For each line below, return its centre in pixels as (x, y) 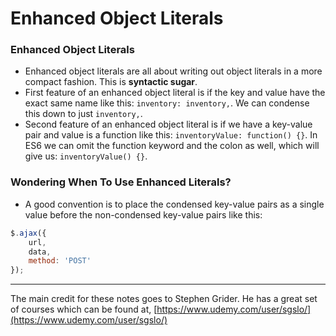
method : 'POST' (60, 261)
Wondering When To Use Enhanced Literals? (121, 182)
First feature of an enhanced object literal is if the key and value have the (175, 93)
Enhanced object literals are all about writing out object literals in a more (173, 71)
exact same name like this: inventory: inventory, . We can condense (167, 103)
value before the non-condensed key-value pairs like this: (143, 214)
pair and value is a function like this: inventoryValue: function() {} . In (171, 135)
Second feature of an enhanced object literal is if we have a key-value (168, 124)
